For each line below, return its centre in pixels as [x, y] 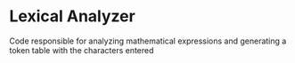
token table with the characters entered [82, 50]
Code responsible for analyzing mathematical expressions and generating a [148, 41]
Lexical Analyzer [72, 16]
